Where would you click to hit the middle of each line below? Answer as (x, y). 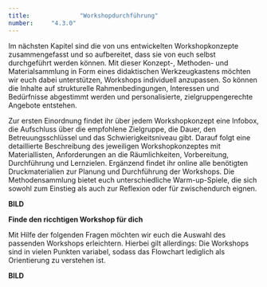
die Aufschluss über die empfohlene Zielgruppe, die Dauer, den (112, 129)
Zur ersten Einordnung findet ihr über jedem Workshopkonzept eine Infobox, (133, 120)
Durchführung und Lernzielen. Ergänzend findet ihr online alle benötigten (128, 163)
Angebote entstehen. (43, 105)
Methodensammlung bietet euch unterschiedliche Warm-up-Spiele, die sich (133, 179)
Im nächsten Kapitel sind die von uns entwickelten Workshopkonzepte (124, 45)
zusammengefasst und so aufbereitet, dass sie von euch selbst (112, 54)
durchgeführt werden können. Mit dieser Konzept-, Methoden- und (118, 63)
